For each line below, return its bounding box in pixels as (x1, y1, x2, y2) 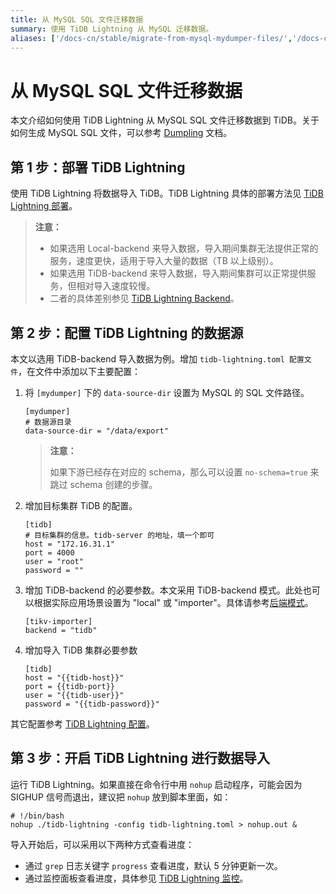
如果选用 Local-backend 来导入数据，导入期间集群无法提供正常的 (49, 242, 319, 255)
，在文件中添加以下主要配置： (17, 365, 141, 377)
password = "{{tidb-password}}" (24, 699, 160, 709)
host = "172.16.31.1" (24, 539, 115, 549)
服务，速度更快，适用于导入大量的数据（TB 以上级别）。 (49, 255, 279, 267)
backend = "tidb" (24, 625, 98, 635)
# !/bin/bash (10, 811, 65, 821)
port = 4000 (24, 547, 75, 558)
